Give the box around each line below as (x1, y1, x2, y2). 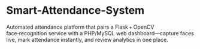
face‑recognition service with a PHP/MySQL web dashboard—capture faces (6, 29, 195, 36)
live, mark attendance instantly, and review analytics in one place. (6, 36, 169, 43)
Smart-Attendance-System (6, 4, 145, 17)
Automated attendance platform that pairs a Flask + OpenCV (6, 23, 154, 30)
